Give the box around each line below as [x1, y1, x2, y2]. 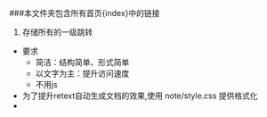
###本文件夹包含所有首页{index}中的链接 [9, 8, 160, 18]
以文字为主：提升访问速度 [35, 68, 130, 79]
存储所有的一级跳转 [21, 27, 93, 38]
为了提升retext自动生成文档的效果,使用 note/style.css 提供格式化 [21, 90, 258, 101]
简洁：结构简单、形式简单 [35, 57, 130, 67]
